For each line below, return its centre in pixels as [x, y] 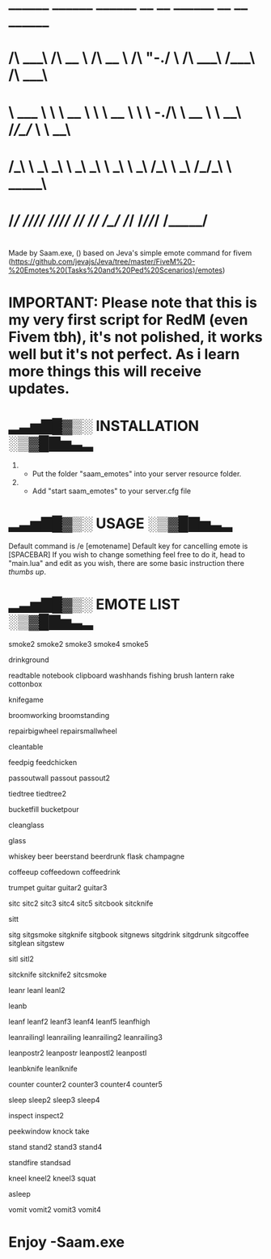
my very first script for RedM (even [128, 320]
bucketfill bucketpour [44, 809]
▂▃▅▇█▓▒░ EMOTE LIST [94, 604]
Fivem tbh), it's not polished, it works [135, 337]
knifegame [26, 700]
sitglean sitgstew [36, 944]
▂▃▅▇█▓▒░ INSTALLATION [104, 426]
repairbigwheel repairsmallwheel [63, 731]
